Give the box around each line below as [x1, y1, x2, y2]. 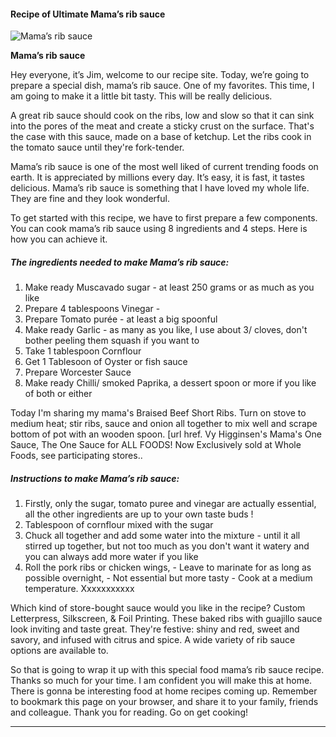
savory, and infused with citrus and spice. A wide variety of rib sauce [10, 634, 296, 646]
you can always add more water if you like [24, 551, 199, 563]
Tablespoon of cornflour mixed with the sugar [24, 519, 214, 531]
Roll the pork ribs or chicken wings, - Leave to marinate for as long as [24, 561, 312, 574]
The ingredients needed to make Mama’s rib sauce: [10, 256, 230, 268]
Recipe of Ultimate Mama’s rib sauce [10, 8, 166, 20]
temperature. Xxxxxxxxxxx [24, 583, 135, 595]
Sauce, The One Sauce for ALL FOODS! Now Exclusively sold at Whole [10, 439, 302, 451]
